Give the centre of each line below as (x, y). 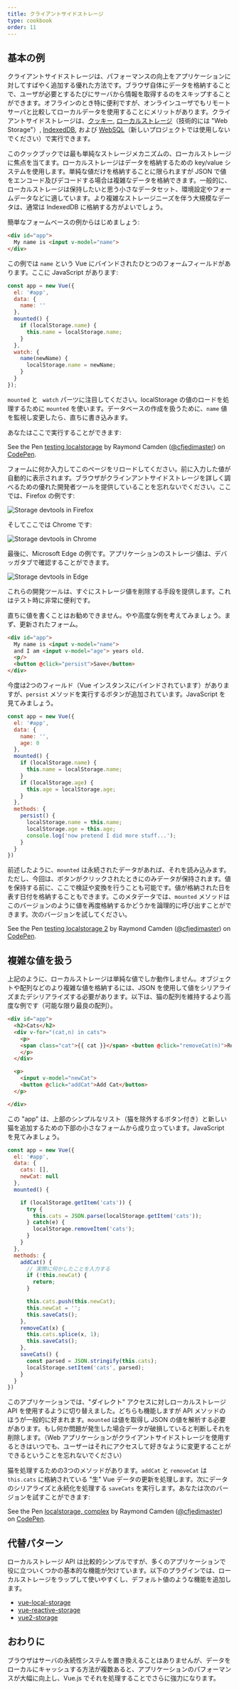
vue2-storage (38, 1618)
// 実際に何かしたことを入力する (68, 1269)
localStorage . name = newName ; (71, 365)
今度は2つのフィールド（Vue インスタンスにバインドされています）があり (116, 685)
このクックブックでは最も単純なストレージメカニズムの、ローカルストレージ (119, 154)
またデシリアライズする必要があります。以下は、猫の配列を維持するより (119, 996)
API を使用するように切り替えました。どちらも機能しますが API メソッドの (117, 1411)
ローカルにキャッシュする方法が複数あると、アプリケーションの (101, 1669)
